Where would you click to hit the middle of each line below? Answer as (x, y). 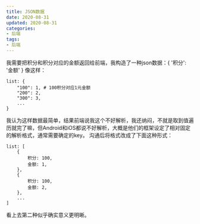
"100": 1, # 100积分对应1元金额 (54, 88)
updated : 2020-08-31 (32, 23)
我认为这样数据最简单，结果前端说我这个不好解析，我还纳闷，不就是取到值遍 (100, 120)
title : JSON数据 (25, 12)
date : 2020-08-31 (28, 17)
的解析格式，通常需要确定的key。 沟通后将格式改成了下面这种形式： (90, 135)
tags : (13, 39)
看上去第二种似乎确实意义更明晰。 (48, 214)
